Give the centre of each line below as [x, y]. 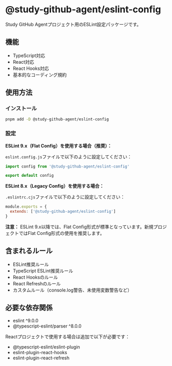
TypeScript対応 [29, 56]
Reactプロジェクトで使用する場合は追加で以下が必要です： [68, 336]
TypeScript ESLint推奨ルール [43, 270]
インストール [21, 108]
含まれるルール [29, 251]
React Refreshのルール [37, 283]
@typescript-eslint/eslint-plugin [46, 347]
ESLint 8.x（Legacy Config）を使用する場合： [55, 186]
